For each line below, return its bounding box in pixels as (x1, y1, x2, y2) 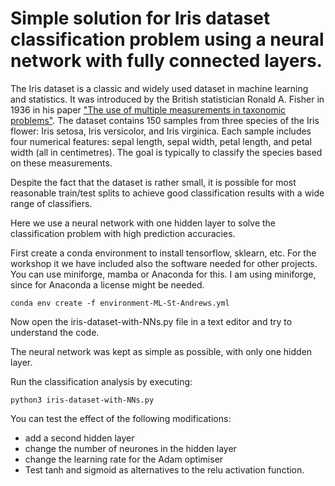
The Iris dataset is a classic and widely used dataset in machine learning (10, 82, 309, 94)
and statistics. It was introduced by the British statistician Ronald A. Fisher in (10, 93, 325, 105)
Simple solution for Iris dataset (10, 7, 271, 30)
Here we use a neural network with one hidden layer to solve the (10, 217, 277, 229)
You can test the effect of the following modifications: (10, 412, 232, 424)
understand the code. (10, 326, 100, 338)
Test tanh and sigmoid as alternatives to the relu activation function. (24, 463, 305, 476)
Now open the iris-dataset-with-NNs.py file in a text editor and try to (10, 315, 293, 327)
